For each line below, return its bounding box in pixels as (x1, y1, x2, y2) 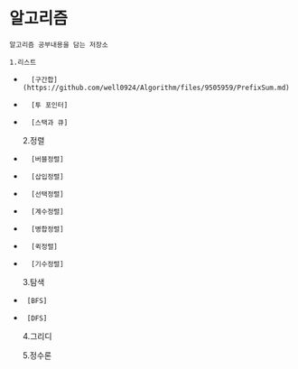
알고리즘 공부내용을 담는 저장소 (9, 40, 108, 50)
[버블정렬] (31, 154, 65, 163)
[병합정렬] (31, 225, 65, 234)
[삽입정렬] (31, 172, 65, 181)
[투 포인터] (31, 100, 69, 109)
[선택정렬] (31, 189, 65, 198)
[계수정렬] (31, 207, 65, 217)
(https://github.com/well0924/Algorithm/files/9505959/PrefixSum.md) (22, 83, 291, 92)
